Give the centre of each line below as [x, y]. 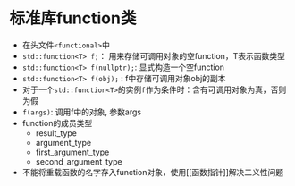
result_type [56, 133]
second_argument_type [79, 161]
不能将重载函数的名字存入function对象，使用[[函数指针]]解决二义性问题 [153, 172]
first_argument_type [72, 152]
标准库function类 [73, 18]
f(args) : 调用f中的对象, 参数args [81, 112]
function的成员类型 [57, 123]
